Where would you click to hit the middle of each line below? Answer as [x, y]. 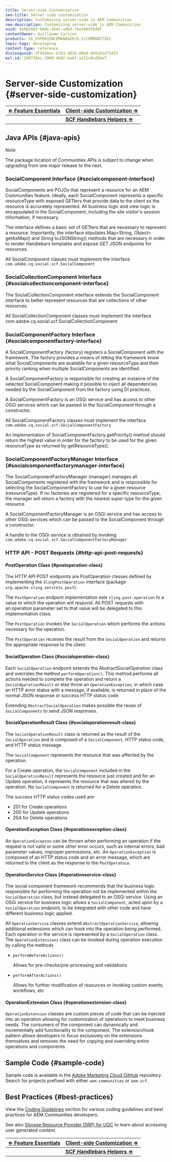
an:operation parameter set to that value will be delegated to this [74, 609]
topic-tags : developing [31, 44]
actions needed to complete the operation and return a [63, 679]
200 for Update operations [41, 812]
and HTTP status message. [34, 745]
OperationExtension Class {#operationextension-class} [66, 1002]
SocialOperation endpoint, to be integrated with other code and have [78, 908]
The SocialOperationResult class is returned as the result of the [73, 734]
